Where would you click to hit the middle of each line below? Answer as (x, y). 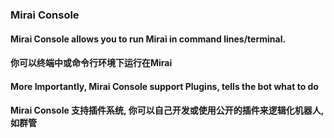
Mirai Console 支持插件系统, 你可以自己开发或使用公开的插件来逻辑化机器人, (167, 110)
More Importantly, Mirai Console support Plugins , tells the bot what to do (164, 86)
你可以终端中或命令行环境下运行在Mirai (91, 63)
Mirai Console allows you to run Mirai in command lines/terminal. (148, 39)
